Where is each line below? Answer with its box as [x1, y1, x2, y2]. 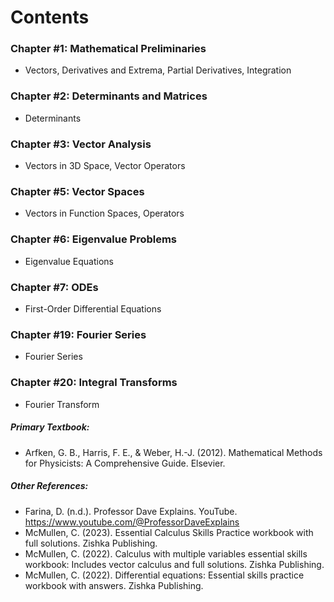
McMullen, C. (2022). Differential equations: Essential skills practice [24, 569, 305, 581]
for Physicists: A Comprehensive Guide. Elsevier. [24, 457, 226, 469]
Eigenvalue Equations [24, 255, 114, 267]
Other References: [10, 480, 89, 492]
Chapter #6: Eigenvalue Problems [10, 232, 178, 246]
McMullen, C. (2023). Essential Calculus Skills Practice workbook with [24, 526, 314, 538]
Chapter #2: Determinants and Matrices [10, 89, 208, 103]
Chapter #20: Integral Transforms [10, 376, 178, 390]
